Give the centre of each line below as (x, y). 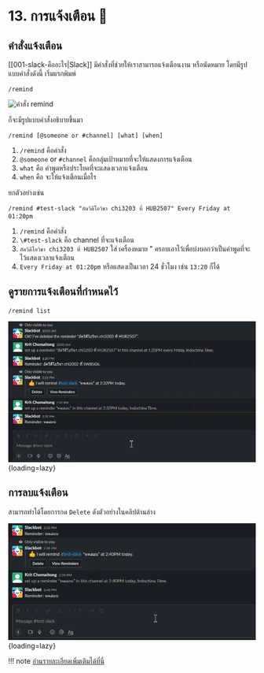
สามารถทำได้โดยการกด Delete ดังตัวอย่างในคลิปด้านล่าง (82, 511)
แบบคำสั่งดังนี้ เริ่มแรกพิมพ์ (42, 73)
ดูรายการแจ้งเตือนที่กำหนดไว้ (63, 292)
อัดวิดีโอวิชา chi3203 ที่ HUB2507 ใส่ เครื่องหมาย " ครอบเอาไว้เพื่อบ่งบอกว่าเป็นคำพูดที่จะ (135, 249)
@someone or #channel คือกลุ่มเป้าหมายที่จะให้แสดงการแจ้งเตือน (106, 159)
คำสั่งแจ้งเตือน (35, 45)
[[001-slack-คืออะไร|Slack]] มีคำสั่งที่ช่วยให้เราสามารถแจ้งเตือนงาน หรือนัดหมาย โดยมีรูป (128, 65)
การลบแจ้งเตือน (38, 493)
